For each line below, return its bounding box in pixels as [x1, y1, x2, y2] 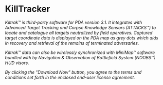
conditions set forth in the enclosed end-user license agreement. [5, 74, 135, 80]
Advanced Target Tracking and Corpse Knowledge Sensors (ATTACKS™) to [5, 24, 156, 30]
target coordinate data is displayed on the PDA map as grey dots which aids [5, 35, 159, 41]
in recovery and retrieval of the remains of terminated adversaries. [5, 40, 139, 46]
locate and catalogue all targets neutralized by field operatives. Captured [5, 30, 153, 35]
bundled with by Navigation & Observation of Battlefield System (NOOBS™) [5, 54, 156, 60]
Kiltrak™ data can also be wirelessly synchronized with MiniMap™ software [5, 50, 155, 55]
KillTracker [5, 3, 50, 15]
